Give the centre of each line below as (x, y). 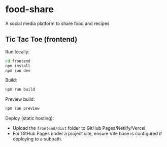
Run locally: (18, 51)
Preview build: (20, 99)
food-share (30, 9)
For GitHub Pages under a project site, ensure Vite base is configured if (87, 134)
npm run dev (18, 70)
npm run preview (22, 109)
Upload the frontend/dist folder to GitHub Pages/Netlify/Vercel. (80, 128)
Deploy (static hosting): (30, 119)
